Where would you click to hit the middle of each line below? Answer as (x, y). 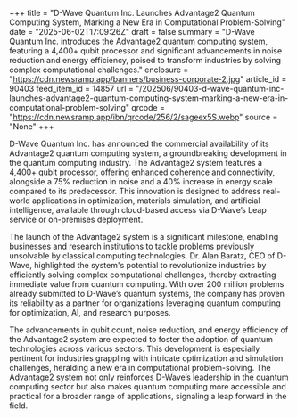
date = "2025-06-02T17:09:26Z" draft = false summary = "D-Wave (132, 32)
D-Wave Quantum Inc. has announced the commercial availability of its (139, 143)
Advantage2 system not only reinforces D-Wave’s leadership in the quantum (149, 377)
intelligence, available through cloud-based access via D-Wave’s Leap (138, 210)
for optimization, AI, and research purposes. (90, 312)
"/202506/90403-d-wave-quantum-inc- (210, 89)
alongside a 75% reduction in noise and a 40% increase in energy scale (141, 181)
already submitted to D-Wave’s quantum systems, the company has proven (147, 294)
